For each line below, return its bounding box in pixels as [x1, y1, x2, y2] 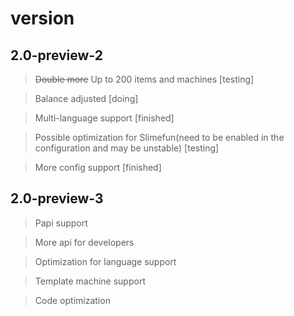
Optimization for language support [34, 255, 177, 267]
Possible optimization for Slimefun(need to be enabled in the [34, 132, 285, 143]
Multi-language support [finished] [34, 112, 175, 124]
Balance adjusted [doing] [34, 93, 139, 104]
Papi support [34, 217, 88, 229]
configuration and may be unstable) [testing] [34, 142, 220, 154]
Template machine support [34, 275, 146, 287]
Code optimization [34, 294, 111, 306]
